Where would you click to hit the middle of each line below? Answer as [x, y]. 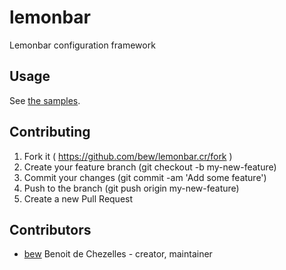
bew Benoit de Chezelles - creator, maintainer [118, 254]
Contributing [50, 132]
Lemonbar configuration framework [82, 45]
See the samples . [45, 100]
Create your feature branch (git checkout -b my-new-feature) [150, 167]
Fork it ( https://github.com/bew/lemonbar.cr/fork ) [128, 156]
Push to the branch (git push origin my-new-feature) [131, 188]
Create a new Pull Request [78, 198]
